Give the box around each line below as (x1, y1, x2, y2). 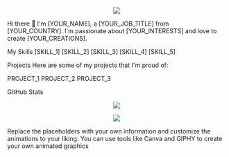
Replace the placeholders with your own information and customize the (7, 127, 211, 135)
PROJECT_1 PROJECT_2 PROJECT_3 (7, 75, 111, 82)
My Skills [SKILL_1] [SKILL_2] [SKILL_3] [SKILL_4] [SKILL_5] (7, 48, 176, 55)
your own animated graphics (7, 142, 89, 150)
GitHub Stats (7, 88, 44, 96)
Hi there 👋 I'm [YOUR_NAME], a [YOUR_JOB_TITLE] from (7, 19, 169, 28)
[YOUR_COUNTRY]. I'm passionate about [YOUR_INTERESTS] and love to (7, 27, 217, 35)
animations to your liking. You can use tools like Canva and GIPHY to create (7, 135, 223, 142)
